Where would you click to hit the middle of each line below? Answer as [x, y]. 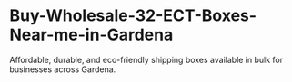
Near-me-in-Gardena [91, 35]
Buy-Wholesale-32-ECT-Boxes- [133, 16]
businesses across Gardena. [63, 69]
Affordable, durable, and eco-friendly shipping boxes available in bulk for [146, 59]
